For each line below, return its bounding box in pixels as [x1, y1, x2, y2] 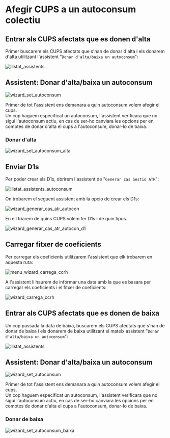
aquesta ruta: [5, 259, 33, 265]
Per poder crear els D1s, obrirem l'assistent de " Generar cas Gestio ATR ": [5, 176, 159, 182]
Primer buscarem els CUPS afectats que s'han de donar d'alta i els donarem [5, 48, 165, 54]
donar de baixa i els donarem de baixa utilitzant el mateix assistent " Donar [5, 328, 159, 334]
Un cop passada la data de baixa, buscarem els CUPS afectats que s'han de [5, 322, 165, 328]
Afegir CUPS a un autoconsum [5, 4, 136, 15]
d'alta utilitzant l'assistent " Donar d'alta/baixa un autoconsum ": [5, 54, 138, 60]
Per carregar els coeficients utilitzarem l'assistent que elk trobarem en [5, 253, 153, 260]
